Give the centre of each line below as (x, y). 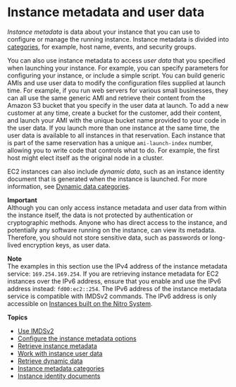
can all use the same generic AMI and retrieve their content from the (106, 98)
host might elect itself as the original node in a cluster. (86, 158)
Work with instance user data (60, 353)
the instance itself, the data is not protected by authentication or (100, 215)
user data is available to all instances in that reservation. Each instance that (116, 135)
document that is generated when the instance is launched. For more (107, 179)
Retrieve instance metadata (57, 345)
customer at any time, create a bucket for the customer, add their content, (114, 113)
